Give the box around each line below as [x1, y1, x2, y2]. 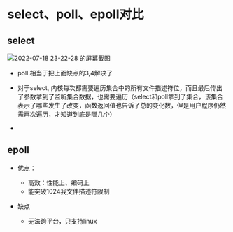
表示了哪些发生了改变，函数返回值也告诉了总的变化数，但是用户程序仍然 [17, 101, 226, 109]
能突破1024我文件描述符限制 [27, 187, 110, 196]
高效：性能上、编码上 [27, 178, 90, 187]
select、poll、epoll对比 [7, 6, 145, 22]
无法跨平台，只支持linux [27, 217, 97, 225]
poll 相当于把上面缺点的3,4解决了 [17, 69, 113, 77]
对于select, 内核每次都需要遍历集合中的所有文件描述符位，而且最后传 [17, 84, 217, 92]
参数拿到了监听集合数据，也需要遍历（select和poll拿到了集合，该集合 [23, 92, 224, 101]
